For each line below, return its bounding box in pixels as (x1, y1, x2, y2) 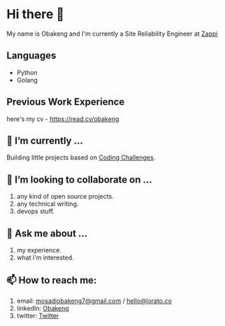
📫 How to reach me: (6, 274, 97, 286)
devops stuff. (16, 207, 55, 215)
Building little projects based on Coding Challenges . (6, 153, 156, 162)
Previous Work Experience (6, 96, 125, 108)
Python (16, 68, 38, 76)
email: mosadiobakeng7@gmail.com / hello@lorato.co (16, 297, 172, 305)
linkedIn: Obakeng (16, 304, 69, 312)
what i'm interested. (16, 253, 74, 262)
